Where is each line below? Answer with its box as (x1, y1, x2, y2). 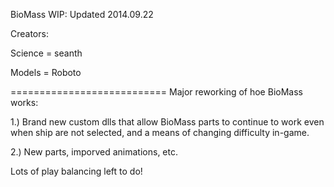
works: (10, 97, 39, 108)
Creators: (10, 28, 49, 39)
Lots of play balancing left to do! (10, 165, 143, 177)
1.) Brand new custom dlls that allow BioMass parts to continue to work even (10, 116, 325, 128)
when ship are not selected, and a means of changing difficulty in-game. (10, 127, 310, 138)
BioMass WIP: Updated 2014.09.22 (10, 9, 154, 20)
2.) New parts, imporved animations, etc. (10, 146, 178, 158)
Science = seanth (10, 47, 83, 59)
